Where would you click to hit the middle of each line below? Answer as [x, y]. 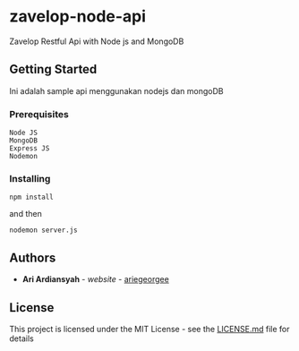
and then [26, 214]
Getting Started [53, 69]
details [21, 338]
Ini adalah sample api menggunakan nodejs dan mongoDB [116, 90]
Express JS [30, 149]
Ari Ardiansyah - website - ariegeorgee [96, 279]
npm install [31, 197]
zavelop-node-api [77, 17]
